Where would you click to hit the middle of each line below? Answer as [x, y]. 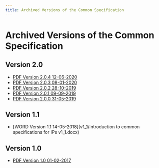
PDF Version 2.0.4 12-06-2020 [45, 77]
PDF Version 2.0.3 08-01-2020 [45, 82]
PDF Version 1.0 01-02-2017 [42, 160]
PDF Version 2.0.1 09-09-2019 [44, 93]
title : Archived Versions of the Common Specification [65, 10]
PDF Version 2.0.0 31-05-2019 [44, 99]
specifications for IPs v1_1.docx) [46, 132]
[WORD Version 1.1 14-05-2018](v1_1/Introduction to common [76, 127]
